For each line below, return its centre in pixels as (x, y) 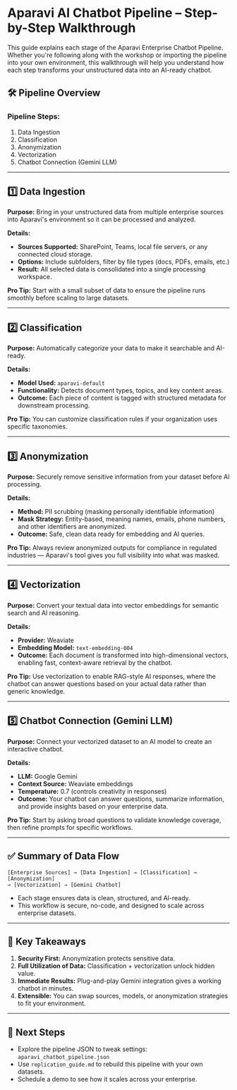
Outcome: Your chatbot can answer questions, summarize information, (121, 799)
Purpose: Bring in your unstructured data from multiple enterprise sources (116, 212)
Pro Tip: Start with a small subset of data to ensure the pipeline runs (107, 290)
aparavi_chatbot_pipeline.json (63, 1058)
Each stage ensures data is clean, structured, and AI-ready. (104, 898)
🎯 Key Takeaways (47, 942)
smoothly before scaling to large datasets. (68, 298)
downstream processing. (54, 405)
